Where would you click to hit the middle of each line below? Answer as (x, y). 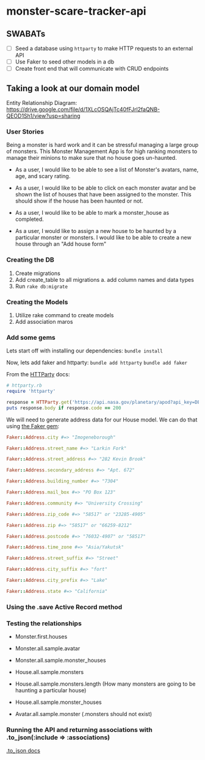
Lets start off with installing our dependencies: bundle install (85, 351)
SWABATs (26, 34)
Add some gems (31, 337)
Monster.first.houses (41, 637)
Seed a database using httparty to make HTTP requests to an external (104, 48)
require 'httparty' (31, 392)
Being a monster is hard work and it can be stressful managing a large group (103, 145)
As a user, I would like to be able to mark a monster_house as (92, 213)
